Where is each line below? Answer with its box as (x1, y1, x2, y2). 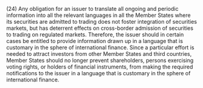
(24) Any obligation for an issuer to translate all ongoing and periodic (6, 5, 179, 12)
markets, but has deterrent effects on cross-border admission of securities (6, 24, 193, 32)
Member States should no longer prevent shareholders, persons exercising (6, 57, 194, 64)
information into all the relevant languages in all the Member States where (6, 12, 191, 19)
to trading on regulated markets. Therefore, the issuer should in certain (6, 31, 184, 38)
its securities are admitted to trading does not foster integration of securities (6, 18, 198, 25)
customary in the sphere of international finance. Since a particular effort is (6, 44, 194, 51)
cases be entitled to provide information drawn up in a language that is (6, 38, 184, 44)
